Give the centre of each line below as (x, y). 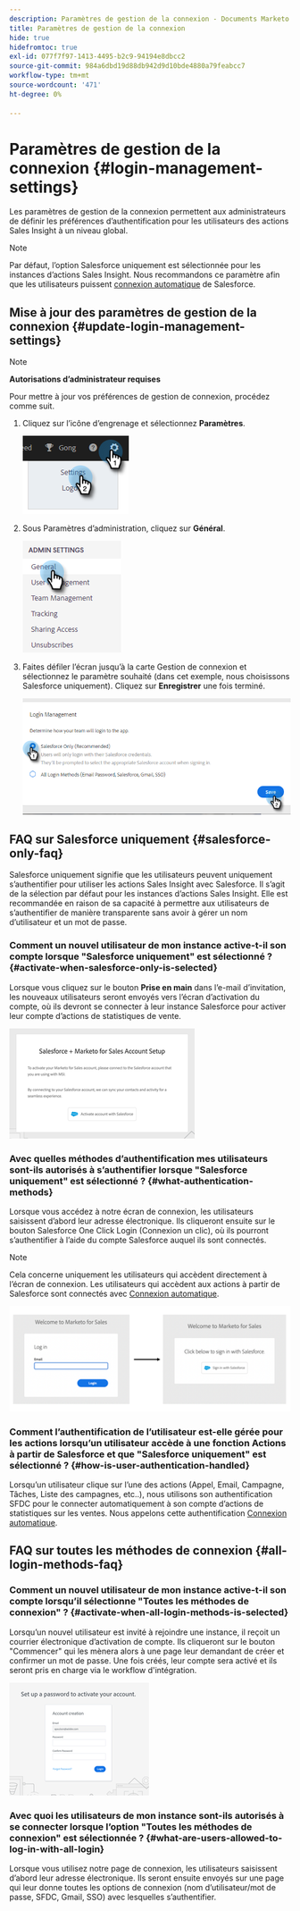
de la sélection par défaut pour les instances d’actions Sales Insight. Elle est (149, 894)
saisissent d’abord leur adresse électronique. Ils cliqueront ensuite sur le (142, 1221)
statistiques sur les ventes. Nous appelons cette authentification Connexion (148, 1513)
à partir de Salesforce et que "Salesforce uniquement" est (138, 1454)
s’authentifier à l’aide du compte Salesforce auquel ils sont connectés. (138, 1240)
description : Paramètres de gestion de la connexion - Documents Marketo (150, 19)
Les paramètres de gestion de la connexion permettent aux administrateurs (148, 212)
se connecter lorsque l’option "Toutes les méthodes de (131, 1826)
